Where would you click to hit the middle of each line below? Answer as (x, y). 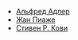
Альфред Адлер (43, 11)
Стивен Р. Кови (42, 28)
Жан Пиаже (35, 20)
